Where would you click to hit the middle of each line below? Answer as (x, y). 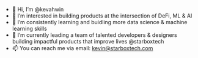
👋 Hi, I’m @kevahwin (38, 9)
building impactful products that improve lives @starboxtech (88, 41)
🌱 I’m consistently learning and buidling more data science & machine (100, 22)
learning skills (29, 28)
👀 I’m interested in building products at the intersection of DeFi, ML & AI (102, 16)
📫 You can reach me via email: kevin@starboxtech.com (82, 48)
